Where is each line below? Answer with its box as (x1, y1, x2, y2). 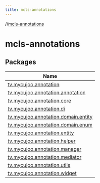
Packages (5, 58, 36, 66)
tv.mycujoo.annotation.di (7, 105, 65, 112)
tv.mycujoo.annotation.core (7, 97, 72, 104)
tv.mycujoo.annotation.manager (7, 145, 82, 152)
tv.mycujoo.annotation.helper (7, 137, 76, 144)
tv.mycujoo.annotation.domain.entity (7, 113, 93, 120)
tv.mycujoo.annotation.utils (7, 162, 71, 169)
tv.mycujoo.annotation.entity (7, 129, 74, 136)
